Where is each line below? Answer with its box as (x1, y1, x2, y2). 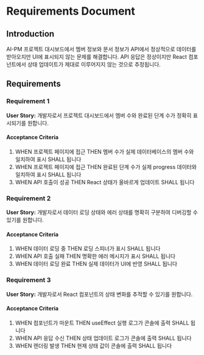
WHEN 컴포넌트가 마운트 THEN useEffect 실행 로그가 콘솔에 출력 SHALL (15, 319, 189, 326)
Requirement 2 (6, 194, 51, 203)
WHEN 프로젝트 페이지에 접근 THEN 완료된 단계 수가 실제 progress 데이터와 (15, 163, 197, 170)
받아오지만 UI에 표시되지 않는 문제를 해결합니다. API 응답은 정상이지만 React (6, 53, 188, 60)
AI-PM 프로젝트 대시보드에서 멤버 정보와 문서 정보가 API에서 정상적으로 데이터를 (6, 46, 197, 52)
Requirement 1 (6, 97, 50, 106)
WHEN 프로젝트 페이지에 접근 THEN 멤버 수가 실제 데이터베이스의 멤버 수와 (15, 148, 194, 155)
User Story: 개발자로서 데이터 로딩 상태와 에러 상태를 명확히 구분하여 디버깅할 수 (6, 209, 198, 216)
